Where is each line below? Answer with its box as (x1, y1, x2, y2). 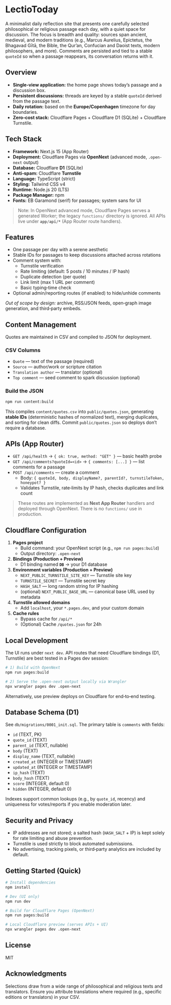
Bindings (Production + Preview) (12, 556, 83, 562)
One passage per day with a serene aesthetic (12, 247, 108, 253)
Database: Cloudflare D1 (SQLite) (12, 165, 83, 171)
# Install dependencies (5, 880, 56, 885)
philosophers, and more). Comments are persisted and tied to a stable (5, 48, 153, 54)
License (5, 941, 31, 950)
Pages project (12, 540, 43, 546)
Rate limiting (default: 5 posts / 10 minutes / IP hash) (20, 268, 130, 275)
